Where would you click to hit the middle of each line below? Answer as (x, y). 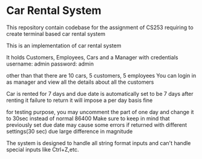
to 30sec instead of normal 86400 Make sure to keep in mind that (88, 118)
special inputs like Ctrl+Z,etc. (43, 149)
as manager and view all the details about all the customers (80, 82)
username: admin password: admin (50, 64)
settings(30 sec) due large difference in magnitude (70, 131)
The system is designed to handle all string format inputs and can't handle (99, 143)
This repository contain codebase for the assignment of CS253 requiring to (100, 27)
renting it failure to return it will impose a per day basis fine (80, 100)
